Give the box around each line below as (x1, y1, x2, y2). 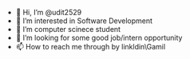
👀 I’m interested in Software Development (15, 16, 153, 26)
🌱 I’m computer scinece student (15, 25, 121, 33)
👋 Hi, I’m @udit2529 (15, 8, 82, 17)
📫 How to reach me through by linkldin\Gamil (15, 42, 166, 51)
